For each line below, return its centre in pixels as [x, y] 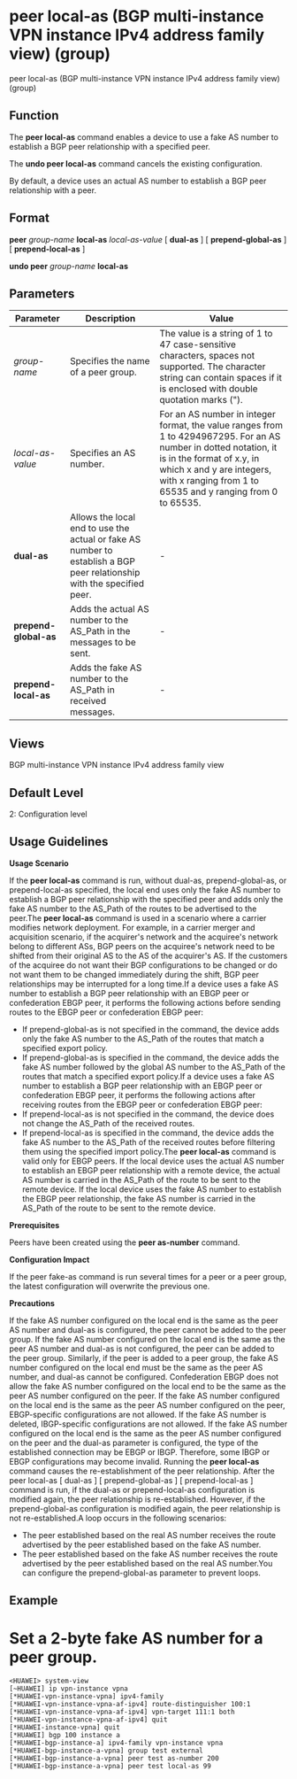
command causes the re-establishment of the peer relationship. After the [142, 1471]
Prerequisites [34, 1225]
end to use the [99, 529]
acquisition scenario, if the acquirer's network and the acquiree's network [144, 937]
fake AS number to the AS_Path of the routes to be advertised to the [133, 909]
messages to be [103, 642]
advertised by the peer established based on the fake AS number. [141, 1544]
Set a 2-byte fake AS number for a [136, 1639]
